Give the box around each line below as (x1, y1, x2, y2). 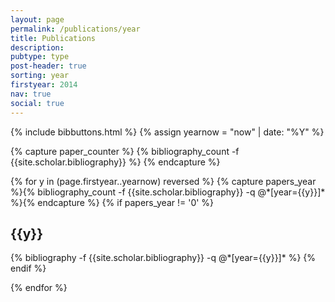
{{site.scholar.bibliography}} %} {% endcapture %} (10, 156, 221, 168)
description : (10, 42, 65, 53)
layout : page (10, 14, 65, 25)
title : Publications (10, 33, 97, 43)
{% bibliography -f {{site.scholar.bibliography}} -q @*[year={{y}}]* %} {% (10, 252, 317, 264)
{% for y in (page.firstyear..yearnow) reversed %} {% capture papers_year (10, 175, 317, 187)
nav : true (10, 89, 52, 99)
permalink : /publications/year (10, 24, 141, 34)
